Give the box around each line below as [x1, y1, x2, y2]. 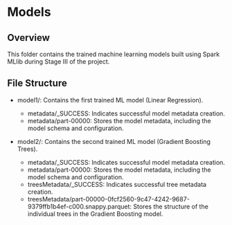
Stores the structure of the [133, 202, 209, 210]
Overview [7, 32, 51, 44]
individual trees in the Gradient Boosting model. [27, 209, 163, 218]
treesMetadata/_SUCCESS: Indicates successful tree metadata [27, 180, 206, 188]
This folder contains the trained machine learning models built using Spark [7, 50, 220, 58]
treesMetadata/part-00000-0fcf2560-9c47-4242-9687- [27, 195, 190, 203]
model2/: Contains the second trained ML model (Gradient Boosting [17, 137, 211, 145]
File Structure [7, 78, 67, 89]
